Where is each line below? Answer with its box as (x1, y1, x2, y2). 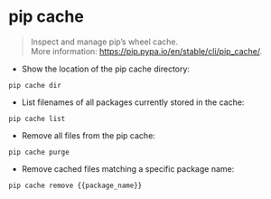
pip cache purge (8, 147, 70, 156)
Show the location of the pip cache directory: (21, 63, 191, 74)
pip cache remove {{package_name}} (8, 181, 143, 190)
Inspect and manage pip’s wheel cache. (30, 36, 179, 47)
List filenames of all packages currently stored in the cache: (21, 97, 245, 108)
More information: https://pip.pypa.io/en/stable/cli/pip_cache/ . (30, 45, 263, 56)
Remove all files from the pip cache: (21, 129, 155, 141)
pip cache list (8, 114, 66, 123)
